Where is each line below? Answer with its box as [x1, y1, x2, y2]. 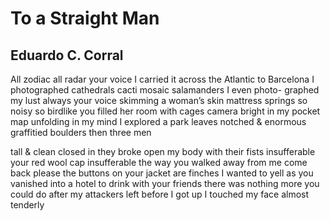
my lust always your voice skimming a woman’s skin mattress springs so [10, 95, 308, 106]
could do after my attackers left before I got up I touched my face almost [10, 188, 310, 200]
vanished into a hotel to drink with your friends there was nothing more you [10, 178, 320, 189]
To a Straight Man [10, 7, 160, 30]
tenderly [10, 199, 45, 211]
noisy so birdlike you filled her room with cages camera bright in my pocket [10, 105, 321, 117]
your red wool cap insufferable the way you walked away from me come [10, 157, 308, 168]
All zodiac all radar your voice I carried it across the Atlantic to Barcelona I [10, 73, 315, 85]
